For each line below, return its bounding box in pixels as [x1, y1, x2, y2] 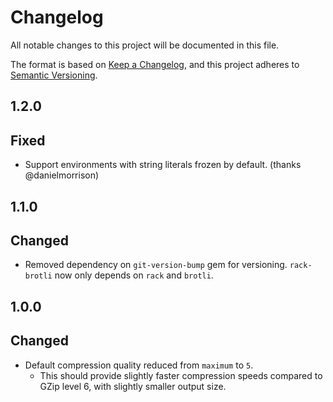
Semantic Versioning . [10, 69, 98, 81]
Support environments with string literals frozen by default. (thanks [24, 159, 302, 171]
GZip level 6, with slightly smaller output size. [39, 380, 227, 392]
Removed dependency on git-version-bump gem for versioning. [24, 259, 288, 271]
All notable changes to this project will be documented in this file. [10, 39, 280, 51]
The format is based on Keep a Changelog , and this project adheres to [10, 58, 300, 70]
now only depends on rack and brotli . [54, 269, 214, 281]
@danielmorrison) [24, 169, 100, 181]
